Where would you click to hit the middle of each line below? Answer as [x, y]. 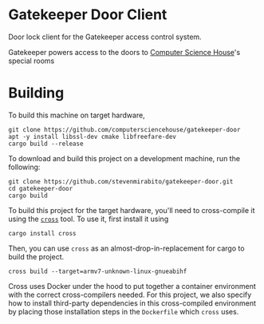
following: [24, 167]
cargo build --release [46, 144]
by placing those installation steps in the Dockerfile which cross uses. [124, 311]
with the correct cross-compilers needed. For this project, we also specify [130, 294]
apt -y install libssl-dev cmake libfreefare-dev [93, 136]
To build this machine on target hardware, [77, 115]
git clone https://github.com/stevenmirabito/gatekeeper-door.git [121, 181]
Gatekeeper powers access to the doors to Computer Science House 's [124, 52]
